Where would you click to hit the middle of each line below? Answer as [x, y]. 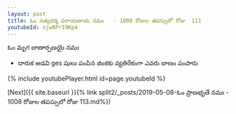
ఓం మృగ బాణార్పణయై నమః [43, 48]
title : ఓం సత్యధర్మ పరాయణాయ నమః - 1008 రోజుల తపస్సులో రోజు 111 [104, 21]
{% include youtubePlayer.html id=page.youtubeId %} [87, 78]
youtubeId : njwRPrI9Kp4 [43, 27]
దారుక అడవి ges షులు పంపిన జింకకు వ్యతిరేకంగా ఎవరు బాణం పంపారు [108, 63]
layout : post [27, 14]
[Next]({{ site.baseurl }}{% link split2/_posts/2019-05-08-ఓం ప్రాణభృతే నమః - [118, 93]
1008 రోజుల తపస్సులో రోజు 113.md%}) [59, 102]
